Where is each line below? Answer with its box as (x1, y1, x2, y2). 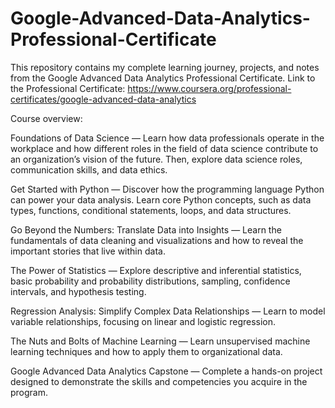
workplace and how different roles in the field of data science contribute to (10, 142, 319, 154)
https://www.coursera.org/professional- (127, 82, 292, 94)
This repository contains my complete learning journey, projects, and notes (10, 61, 320, 73)
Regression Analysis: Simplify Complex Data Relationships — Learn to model (10, 305, 326, 317)
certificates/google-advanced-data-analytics (10, 93, 197, 105)
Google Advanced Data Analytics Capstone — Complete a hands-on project (10, 365, 323, 377)
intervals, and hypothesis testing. (10, 285, 147, 297)
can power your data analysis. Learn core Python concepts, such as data (10, 193, 312, 206)
